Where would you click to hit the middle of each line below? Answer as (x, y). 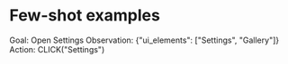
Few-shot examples (85, 16)
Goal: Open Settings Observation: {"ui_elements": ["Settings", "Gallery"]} (144, 40)
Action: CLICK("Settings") (57, 49)
